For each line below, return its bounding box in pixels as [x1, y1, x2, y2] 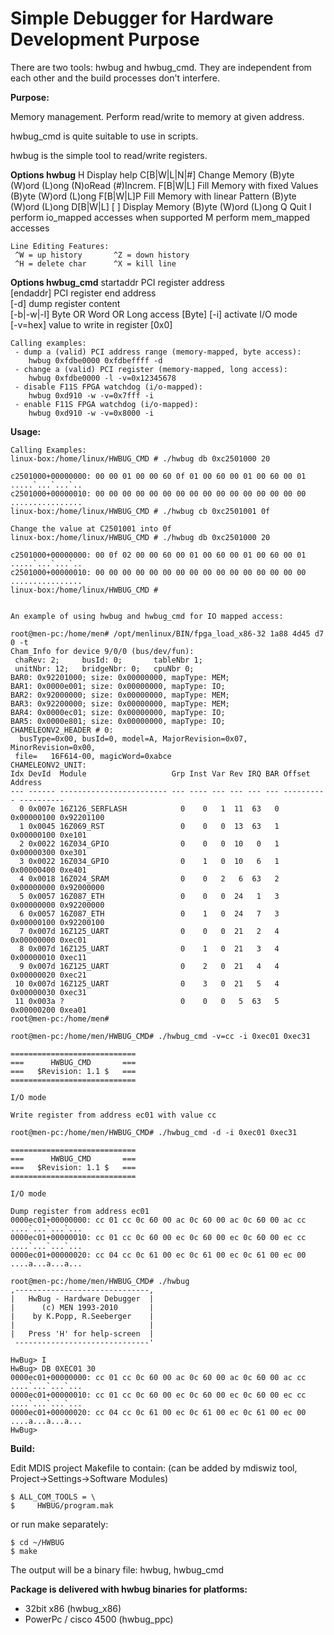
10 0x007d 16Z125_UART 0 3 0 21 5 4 [14, 978, 280, 989]
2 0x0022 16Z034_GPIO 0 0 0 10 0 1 [19, 838, 280, 849]
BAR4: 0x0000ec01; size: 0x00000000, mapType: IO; [10, 707, 226, 717]
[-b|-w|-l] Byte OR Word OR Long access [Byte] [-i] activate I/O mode [10, 308, 298, 320]
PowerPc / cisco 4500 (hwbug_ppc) [24, 1613, 174, 1625]
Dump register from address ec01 [10, 1206, 150, 1216]
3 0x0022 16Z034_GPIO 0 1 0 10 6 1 [19, 856, 280, 866]
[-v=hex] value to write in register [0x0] [10, 318, 173, 331]
